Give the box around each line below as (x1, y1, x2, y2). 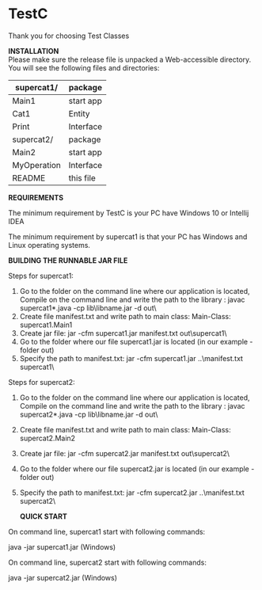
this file (68, 172, 97, 183)
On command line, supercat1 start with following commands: (8, 527, 206, 536)
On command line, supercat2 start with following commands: (8, 558, 207, 567)
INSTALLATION (8, 46, 59, 55)
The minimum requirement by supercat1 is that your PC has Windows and (8, 231, 248, 242)
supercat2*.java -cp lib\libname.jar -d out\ (19, 409, 158, 419)
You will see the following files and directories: (8, 63, 160, 72)
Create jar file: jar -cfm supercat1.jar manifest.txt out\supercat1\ (19, 328, 227, 337)
